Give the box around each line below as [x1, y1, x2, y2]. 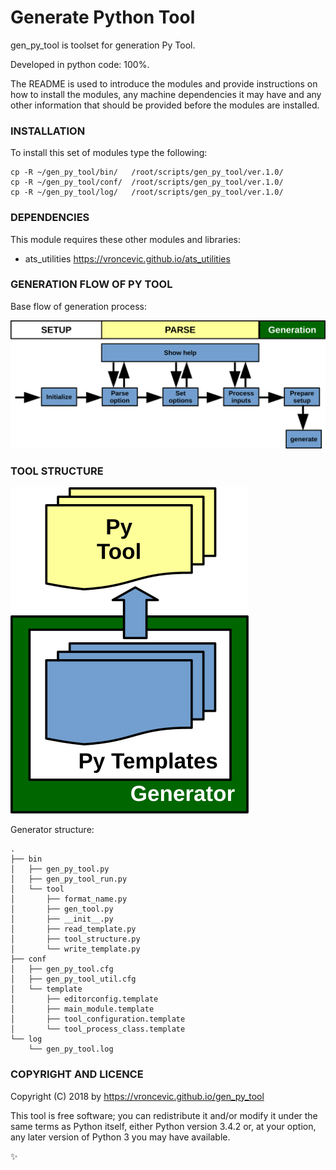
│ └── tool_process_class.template [10, 1024, 186, 1035]
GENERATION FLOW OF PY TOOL [10, 277, 173, 291]
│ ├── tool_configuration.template [10, 1014, 186, 1025]
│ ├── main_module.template [10, 1004, 155, 1015]
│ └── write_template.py [10, 944, 141, 955]
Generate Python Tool [10, 6, 196, 29]
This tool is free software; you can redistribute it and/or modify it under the [10, 1109, 318, 1121]
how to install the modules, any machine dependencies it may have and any [10, 88, 322, 100]
